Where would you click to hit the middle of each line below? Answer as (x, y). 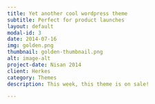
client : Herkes (29, 71)
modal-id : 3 (24, 33)
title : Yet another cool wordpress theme (68, 13)
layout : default (30, 26)
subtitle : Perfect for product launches (66, 20)
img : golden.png (30, 45)
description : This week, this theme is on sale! (78, 84)
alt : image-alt (29, 59)
